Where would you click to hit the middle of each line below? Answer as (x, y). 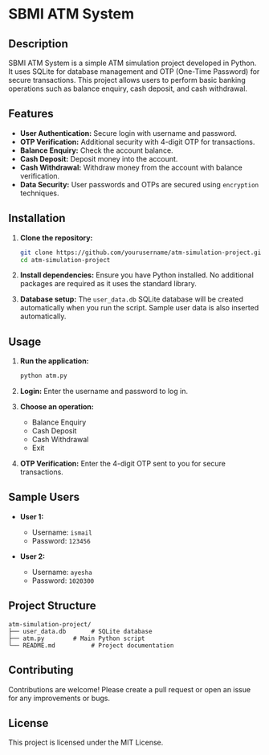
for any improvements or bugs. (59, 698)
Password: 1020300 (63, 581)
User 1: (32, 516)
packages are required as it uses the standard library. (108, 284)
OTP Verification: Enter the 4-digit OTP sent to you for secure (123, 464)
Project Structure (52, 606)
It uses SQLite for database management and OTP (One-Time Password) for (134, 72)
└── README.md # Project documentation (91, 645)
